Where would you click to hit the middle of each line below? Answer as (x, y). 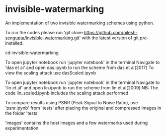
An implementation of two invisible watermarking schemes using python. (80, 23)
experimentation (22, 128)
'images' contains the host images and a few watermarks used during (77, 123)
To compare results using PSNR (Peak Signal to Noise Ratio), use (72, 102)
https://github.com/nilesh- (111, 32)
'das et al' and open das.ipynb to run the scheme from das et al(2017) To (80, 68)
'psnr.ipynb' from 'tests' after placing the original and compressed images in (83, 108)
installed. (14, 43)
